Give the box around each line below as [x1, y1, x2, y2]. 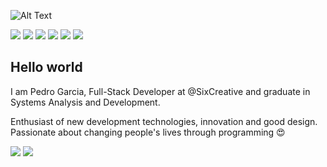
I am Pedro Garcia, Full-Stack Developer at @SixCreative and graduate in [10, 85, 311, 97]
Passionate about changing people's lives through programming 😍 [10, 126, 286, 138]
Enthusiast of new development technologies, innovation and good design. [10, 115, 318, 127]
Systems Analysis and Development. [10, 96, 161, 108]
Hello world [10, 59, 83, 76]
